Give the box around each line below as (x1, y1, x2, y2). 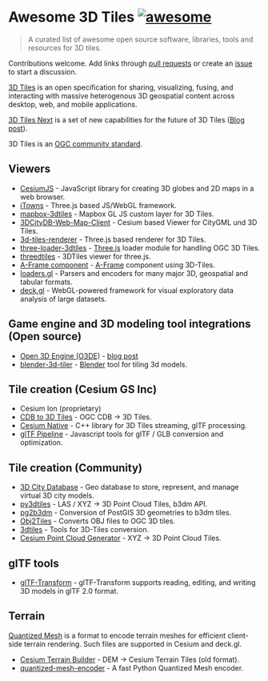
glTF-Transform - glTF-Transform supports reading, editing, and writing (19, 578, 256, 587)
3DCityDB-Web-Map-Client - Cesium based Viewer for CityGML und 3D (19, 217, 258, 227)
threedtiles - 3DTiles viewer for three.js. (19, 251, 151, 261)
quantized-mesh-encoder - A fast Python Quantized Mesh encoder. (19, 663, 244, 672)
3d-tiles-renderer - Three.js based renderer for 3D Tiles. (19, 234, 206, 244)
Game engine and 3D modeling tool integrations (8, 317, 251, 331)
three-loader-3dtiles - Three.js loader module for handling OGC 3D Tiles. (19, 242, 261, 252)
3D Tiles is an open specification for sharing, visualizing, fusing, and (8, 82, 234, 92)
